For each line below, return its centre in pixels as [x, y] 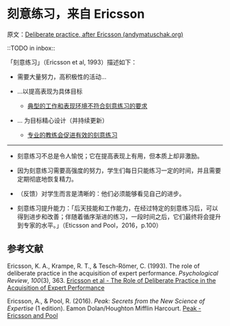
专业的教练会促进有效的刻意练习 [72, 135]
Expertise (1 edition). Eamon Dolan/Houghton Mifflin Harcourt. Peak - [104, 308]
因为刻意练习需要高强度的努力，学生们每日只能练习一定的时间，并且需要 [119, 170]
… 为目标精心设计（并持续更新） [62, 120]
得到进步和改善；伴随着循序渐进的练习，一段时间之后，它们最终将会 [113, 216]
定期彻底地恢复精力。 [47, 179]
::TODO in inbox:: [31, 48]
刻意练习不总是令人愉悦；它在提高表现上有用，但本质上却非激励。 [110, 155]
